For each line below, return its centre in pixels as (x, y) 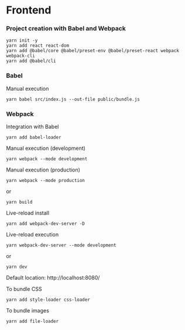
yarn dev (17, 267)
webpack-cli (20, 56)
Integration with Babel (32, 127)
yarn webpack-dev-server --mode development (61, 245)
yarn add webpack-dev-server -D (45, 224)
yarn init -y (22, 41)
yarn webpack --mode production (45, 181)
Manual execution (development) (46, 148)
